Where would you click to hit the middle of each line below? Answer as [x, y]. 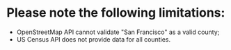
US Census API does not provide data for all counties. [94, 39]
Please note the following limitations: [116, 13]
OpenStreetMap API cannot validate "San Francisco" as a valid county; [118, 32]
